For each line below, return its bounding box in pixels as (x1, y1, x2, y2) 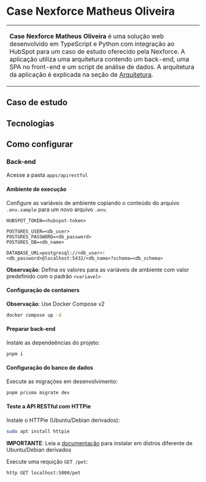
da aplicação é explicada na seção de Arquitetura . (9, 70, 153, 79)
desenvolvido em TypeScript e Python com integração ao (9, 39, 175, 48)
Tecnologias (6, 118, 55, 128)
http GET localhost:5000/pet (6, 470, 81, 476)
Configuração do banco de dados (6, 364, 94, 371)
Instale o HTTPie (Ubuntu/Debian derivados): (6, 416, 120, 424)
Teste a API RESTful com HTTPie (6, 403, 91, 410)
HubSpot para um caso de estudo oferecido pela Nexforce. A (9, 47, 185, 56)
